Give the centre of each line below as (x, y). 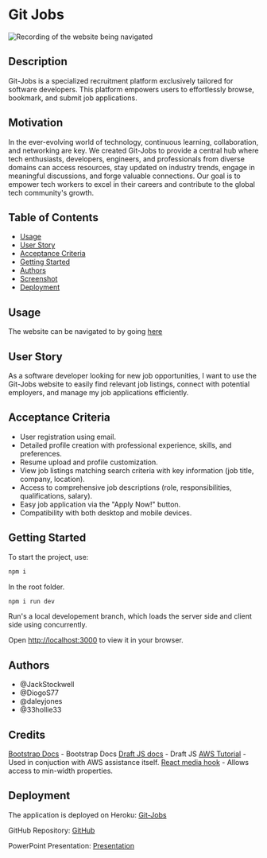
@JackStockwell (47, 685)
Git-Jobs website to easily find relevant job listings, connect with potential (129, 384)
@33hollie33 (41, 710)
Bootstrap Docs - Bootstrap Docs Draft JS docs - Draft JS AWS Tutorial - (127, 754)
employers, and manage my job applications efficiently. (99, 392)
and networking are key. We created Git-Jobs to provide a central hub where (133, 150)
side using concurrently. (48, 625)
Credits (27, 734)
